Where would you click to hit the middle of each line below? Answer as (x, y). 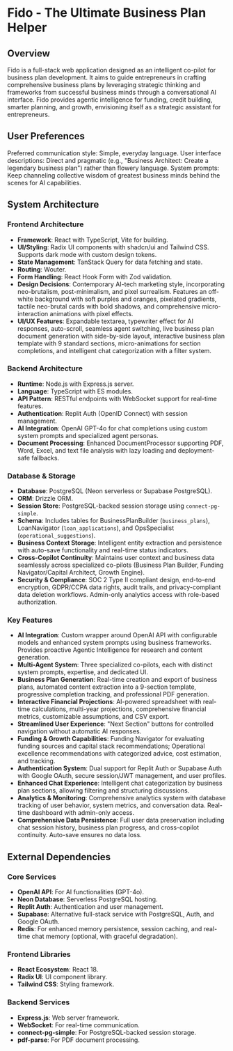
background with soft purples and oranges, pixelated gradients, (126, 299)
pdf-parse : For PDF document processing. (79, 1040)
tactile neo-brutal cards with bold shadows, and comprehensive (109, 306)
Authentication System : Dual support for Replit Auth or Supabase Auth (120, 768)
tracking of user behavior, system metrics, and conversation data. (112, 805)
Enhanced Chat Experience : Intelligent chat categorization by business (120, 783)
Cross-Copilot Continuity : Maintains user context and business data (116, 558)
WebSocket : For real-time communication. (79, 1025)
